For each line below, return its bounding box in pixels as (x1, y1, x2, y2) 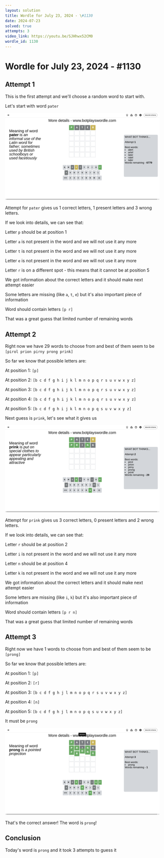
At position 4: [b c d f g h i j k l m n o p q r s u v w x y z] (5, 396, 136, 402)
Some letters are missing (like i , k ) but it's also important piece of (5, 594, 137, 600)
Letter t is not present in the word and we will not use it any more (5, 248, 137, 254)
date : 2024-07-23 (5, 18, 41, 23)
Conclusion (5, 834, 41, 842)
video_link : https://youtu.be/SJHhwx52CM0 (5, 34, 93, 39)
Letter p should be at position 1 (5, 229, 67, 235)
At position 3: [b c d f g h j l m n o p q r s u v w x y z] (5, 689, 127, 695)
